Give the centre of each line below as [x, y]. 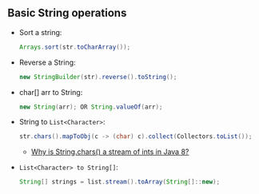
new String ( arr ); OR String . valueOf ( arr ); [91, 107]
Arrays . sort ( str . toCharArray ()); [75, 47]
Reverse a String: [48, 62]
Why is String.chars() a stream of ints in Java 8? [110, 152]
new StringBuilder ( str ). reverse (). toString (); [98, 77]
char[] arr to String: [51, 92]
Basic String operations [67, 13]
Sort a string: [40, 32]
